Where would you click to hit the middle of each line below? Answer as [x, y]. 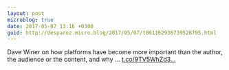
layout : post [26, 13]
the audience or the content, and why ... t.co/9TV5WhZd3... [91, 60]
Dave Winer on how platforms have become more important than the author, [115, 52]
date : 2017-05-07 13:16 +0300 [51, 26]
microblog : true [30, 20]
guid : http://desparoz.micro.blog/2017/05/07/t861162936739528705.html [112, 33]
